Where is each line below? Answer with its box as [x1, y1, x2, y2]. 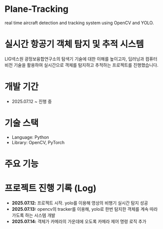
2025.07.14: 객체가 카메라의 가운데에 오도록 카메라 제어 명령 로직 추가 [11, 218, 147, 224]
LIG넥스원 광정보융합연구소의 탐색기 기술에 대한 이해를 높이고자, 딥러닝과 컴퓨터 [4, 56, 158, 62]
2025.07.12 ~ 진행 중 [11, 98, 52, 104]
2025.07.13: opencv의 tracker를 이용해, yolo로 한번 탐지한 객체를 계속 [11, 206, 149, 212]
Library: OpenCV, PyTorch [11, 139, 65, 145]
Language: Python [11, 134, 49, 140]
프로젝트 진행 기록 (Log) [4, 183, 97, 194]
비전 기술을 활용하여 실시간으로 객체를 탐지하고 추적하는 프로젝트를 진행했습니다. [4, 62, 159, 68]
